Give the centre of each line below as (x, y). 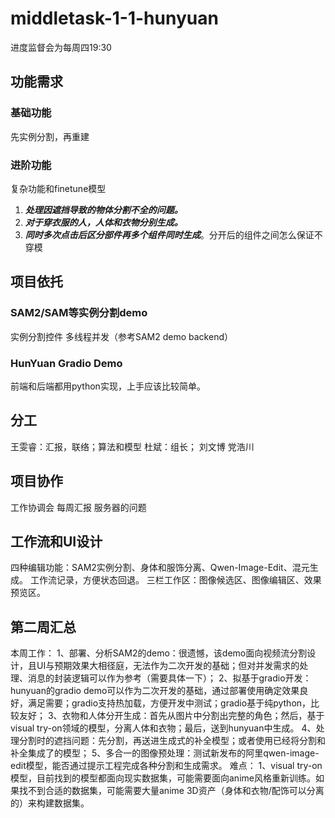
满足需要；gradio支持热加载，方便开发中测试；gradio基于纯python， (169, 703)
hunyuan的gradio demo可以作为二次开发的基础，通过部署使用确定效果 (155, 691)
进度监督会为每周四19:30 (61, 47)
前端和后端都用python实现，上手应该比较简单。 (108, 386)
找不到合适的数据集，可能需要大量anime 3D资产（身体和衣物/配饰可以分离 (171, 791)
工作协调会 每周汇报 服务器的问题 (78, 507)
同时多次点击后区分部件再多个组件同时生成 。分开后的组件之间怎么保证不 (173, 234)
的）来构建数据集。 (50, 803)
